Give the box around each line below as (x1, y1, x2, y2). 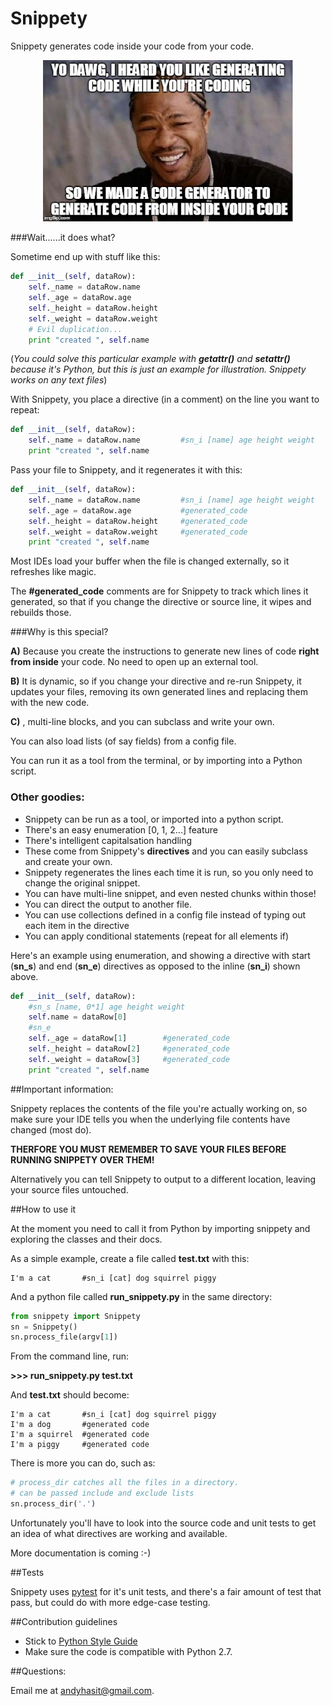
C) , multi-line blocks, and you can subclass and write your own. (10, 716, 275, 728)
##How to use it (10, 1203, 77, 1215)
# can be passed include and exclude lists (10, 1488, 195, 1499)
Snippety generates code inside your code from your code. (10, 40, 255, 52)
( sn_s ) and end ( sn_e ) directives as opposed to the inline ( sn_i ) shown (10, 960, 301, 972)
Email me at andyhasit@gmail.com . (10, 1684, 155, 1696)
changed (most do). (10, 1123, 92, 1136)
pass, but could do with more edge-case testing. (10, 1596, 211, 1608)
